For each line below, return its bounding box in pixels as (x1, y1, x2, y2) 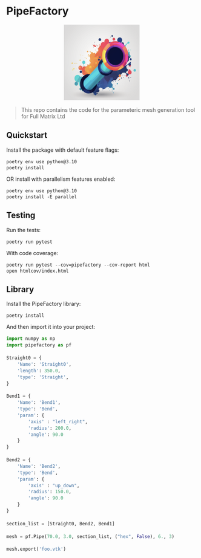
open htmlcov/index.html (6, 268, 69, 274)
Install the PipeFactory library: (6, 300, 81, 308)
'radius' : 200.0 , (28, 425, 71, 431)
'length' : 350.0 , (17, 368, 61, 374)
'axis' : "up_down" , (28, 482, 80, 488)
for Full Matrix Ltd (21, 112, 65, 120)
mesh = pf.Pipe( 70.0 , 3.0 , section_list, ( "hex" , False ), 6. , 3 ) (6, 533, 174, 539)
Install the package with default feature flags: (6, 146, 119, 154)
